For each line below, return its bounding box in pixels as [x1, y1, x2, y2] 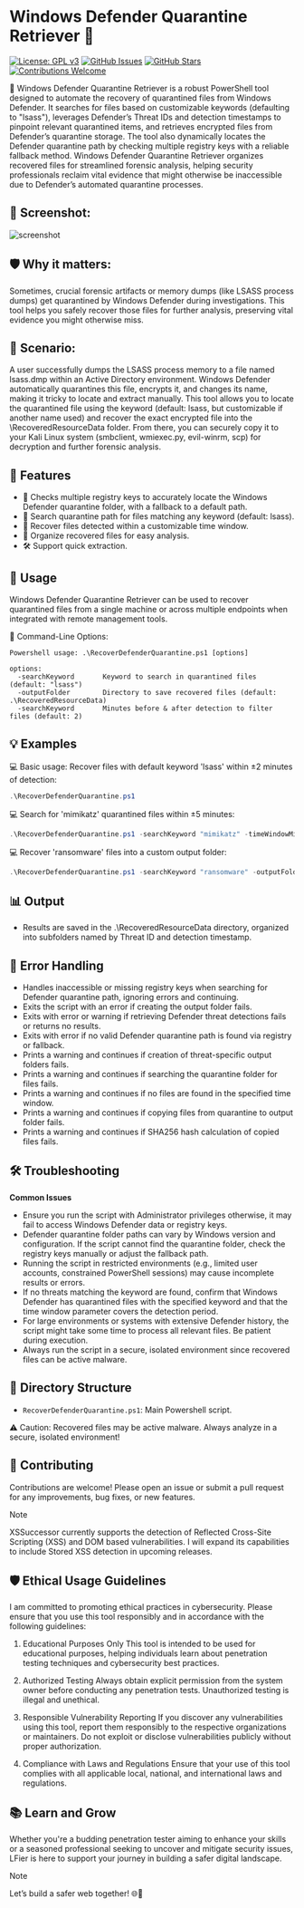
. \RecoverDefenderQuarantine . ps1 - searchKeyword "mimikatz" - [9, 829, 249, 839]
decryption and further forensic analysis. [9, 441, 161, 452]
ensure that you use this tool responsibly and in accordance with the [9, 1611, 265, 1623]
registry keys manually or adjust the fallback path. [22, 1248, 209, 1258]
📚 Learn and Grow [9, 1805, 117, 1820]
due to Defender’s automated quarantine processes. [9, 178, 204, 189]
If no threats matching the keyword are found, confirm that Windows [22, 1286, 278, 1297]
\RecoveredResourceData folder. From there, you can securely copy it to [9, 422, 279, 433]
